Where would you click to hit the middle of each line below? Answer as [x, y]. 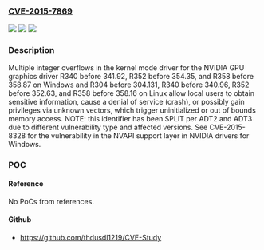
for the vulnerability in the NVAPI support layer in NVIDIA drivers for [138, 135]
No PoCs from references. [51, 201]
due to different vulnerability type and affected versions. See [108, 127]
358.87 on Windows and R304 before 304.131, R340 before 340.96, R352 [129, 85]
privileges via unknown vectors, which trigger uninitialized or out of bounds [132, 110]
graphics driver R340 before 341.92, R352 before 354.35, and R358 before [131, 76]
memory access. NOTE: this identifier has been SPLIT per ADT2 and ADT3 [130, 118]
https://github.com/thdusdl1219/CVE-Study [91, 237]
